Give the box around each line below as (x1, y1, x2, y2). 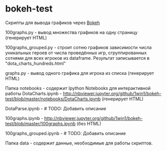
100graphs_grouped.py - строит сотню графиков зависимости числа (5, 44, 152, 50)
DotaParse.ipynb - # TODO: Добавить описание (5, 105, 107, 111)
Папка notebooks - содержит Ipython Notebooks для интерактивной (5, 85, 151, 91)
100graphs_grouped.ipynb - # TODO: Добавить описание (5, 130, 126, 136)
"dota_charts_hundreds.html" (5, 60, 66, 66)
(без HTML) (76, 120, 102, 126)
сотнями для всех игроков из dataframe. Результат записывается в (5, 55, 150, 61)
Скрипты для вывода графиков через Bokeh (5, 20, 100, 26)
